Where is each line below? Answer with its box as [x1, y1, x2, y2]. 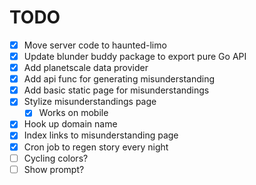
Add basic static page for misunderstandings [23, 84, 210, 96]
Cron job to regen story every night [23, 141, 169, 153]
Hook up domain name [23, 118, 118, 130]
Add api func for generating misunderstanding [23, 73, 215, 85]
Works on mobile [38, 107, 109, 119]
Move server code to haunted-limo [23, 39, 167, 51]
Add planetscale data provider [23, 62, 149, 74]
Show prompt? [23, 163, 85, 175]
